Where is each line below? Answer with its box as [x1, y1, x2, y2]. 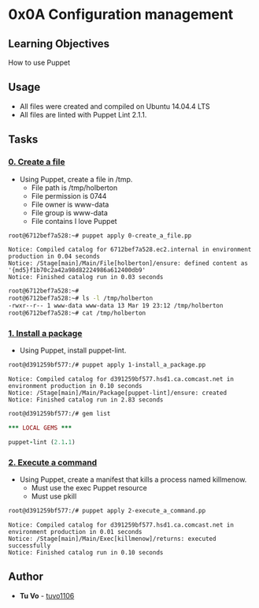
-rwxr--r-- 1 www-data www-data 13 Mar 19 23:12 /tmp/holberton [8, 302, 224, 310]
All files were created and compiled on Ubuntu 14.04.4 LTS [19, 101, 210, 111]
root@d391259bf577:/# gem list [8, 410, 111, 418]
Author [8, 570, 43, 584]
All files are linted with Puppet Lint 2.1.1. [19, 110, 147, 119]
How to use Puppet [8, 58, 71, 67]
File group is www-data [31, 207, 109, 218]
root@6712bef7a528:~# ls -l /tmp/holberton [8, 294, 154, 303]
